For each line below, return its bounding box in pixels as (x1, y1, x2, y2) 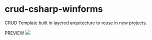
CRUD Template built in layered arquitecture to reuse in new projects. (4, 20, 147, 26)
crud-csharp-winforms (4, 3, 103, 15)
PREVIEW (4, 30, 24, 36)
